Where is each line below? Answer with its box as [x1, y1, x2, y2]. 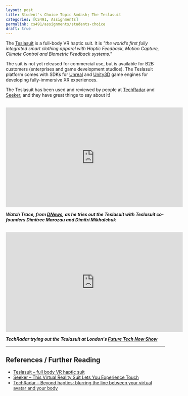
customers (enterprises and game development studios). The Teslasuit [6, 66, 153, 72]
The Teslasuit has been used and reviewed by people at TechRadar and [6, 87, 155, 93]
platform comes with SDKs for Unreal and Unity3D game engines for [6, 71, 148, 77]
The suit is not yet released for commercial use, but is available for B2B [6, 61, 154, 67]
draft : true [6, 26, 31, 31]
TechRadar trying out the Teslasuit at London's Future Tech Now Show [6, 336, 158, 342]
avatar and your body [13, 385, 58, 391]
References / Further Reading [6, 355, 101, 364]
